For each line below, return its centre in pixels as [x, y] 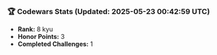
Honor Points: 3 [41, 37]
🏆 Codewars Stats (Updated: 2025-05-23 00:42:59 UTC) [109, 11]
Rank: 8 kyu [35, 29]
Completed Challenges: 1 [55, 44]
